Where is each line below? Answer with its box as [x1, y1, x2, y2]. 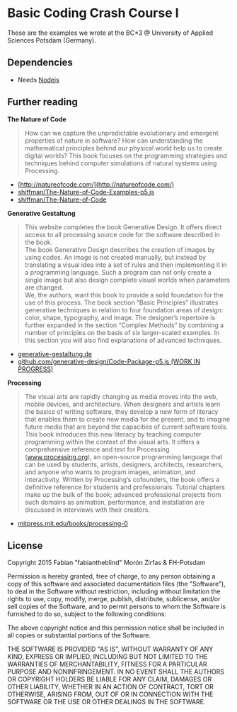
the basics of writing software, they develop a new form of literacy [24, 407, 219, 416]
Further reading [7, 96, 78, 108]
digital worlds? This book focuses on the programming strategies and [24, 151, 228, 160]
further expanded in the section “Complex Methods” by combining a [24, 321, 224, 329]
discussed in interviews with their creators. [24, 505, 151, 514]
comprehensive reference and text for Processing [24, 445, 170, 454]
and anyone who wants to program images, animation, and [24, 467, 196, 476]
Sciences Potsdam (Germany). [7, 35, 97, 44]
